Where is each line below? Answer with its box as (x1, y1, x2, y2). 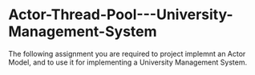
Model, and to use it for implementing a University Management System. (8, 57, 247, 67)
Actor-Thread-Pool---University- (8, 6, 234, 24)
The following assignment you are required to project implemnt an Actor (8, 49, 246, 58)
